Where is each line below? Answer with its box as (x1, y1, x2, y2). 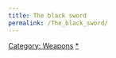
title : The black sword (8, 11, 87, 20)
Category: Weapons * (8, 41, 79, 50)
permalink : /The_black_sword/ (8, 19, 109, 27)
